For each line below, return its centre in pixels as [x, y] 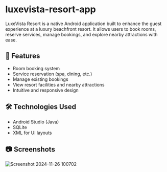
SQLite [20, 127]
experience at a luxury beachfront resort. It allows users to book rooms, [81, 29]
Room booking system [36, 68]
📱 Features [23, 56]
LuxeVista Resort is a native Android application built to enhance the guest [83, 24]
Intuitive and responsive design [46, 90]
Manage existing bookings [40, 79]
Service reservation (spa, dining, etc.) [52, 74]
